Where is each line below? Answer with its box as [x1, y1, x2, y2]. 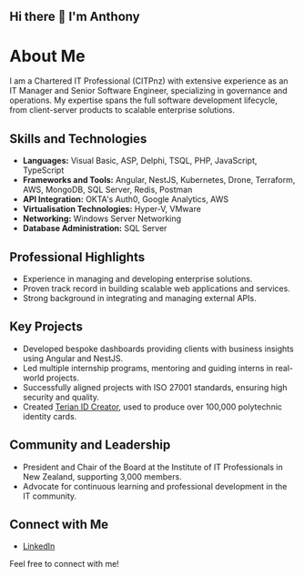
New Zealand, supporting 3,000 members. [22, 470, 182, 482]
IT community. [22, 490, 77, 501]
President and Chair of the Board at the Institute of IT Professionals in [22, 461, 284, 472]
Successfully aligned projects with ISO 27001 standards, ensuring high [22, 381, 288, 392]
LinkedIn [22, 541, 56, 551]
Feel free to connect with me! [9, 559, 120, 570]
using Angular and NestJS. [22, 352, 124, 364]
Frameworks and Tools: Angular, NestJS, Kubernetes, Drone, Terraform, [22, 175, 296, 186]
